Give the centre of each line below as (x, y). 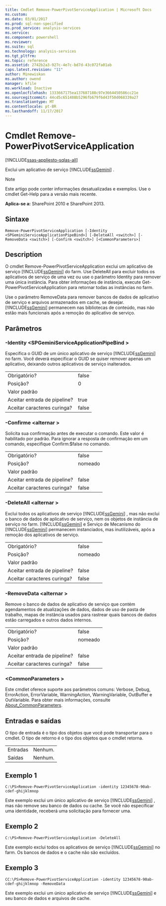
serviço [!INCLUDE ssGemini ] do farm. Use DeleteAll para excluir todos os (80, 272)
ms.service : (17, 33)
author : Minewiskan (25, 74)
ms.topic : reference (27, 60)
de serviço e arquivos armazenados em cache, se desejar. (65, 302)
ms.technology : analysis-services (41, 51)
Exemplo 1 (21, 775)
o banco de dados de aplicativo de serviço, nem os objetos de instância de (82, 519)
